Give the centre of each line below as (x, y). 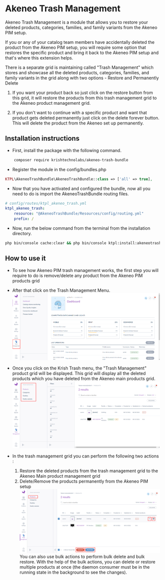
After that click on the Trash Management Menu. (61, 290)
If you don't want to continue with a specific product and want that (80, 112)
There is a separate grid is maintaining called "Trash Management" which (79, 67)
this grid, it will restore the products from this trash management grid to (84, 98)
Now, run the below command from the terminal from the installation (81, 228)
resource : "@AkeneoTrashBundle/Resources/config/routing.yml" (79, 214)
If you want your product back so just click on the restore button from (82, 92)
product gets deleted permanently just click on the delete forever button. (86, 118)
